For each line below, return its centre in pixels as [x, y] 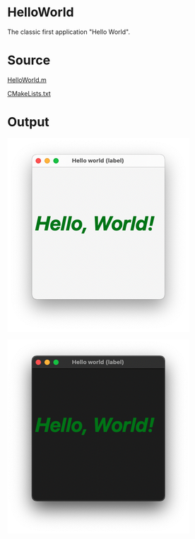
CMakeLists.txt [29, 93]
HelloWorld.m [27, 80]
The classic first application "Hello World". [69, 32]
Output [28, 122]
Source [29, 60]
